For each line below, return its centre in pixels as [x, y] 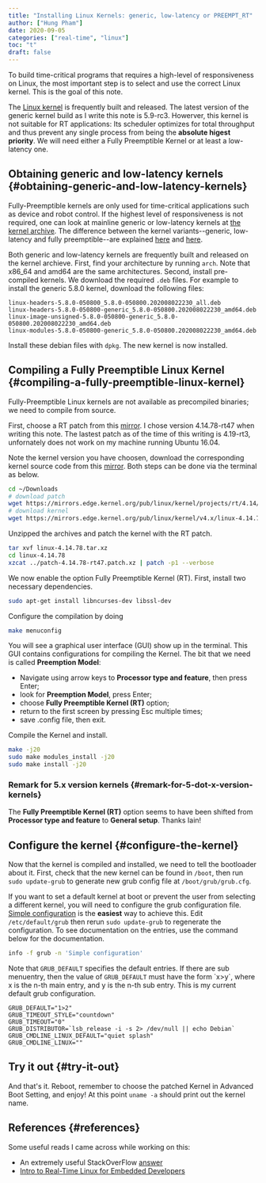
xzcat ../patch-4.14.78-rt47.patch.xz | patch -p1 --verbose [111, 563]
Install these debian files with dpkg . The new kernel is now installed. [118, 345]
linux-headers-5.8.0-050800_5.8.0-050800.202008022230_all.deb [115, 303]
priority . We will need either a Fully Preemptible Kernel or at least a [118, 141]
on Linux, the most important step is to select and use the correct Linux [125, 83]
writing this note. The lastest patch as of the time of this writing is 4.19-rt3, [129, 433]
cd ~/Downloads [33, 489]
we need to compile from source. [62, 410]
